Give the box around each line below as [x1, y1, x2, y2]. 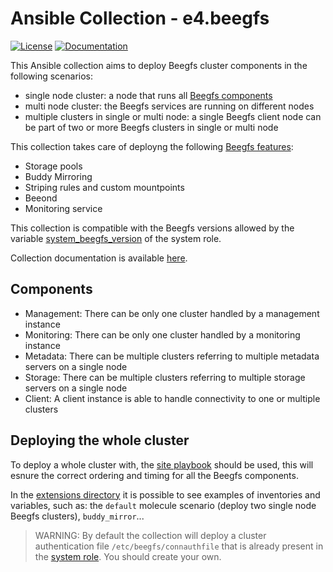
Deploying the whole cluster [10, 432, 190, 449]
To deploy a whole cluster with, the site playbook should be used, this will [10, 458, 314, 471]
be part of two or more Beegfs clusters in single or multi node [24, 121, 279, 133]
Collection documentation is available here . [10, 252, 188, 264]
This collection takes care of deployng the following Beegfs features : [10, 140, 294, 152]
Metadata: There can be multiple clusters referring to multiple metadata [24, 350, 320, 362]
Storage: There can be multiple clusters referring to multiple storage [24, 371, 306, 383]
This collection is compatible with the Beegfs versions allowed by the [10, 222, 295, 234]
